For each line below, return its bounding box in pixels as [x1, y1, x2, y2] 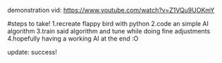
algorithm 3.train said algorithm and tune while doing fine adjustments [7, 27, 211, 35]
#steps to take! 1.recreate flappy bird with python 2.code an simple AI [7, 20, 209, 27]
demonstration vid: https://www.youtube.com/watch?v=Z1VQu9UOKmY [7, 6, 215, 14]
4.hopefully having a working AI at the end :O [7, 34, 139, 43]
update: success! [7, 48, 58, 56]
